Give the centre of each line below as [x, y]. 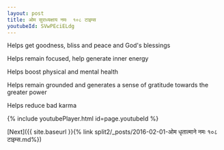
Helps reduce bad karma [42, 106]
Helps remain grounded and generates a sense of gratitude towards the [108, 85]
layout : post [26, 13]
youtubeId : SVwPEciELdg [41, 26]
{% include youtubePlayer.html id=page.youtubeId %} [83, 119]
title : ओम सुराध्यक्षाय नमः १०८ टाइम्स [52, 20]
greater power [27, 92]
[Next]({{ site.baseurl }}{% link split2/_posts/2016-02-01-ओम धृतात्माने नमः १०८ [112, 132]
